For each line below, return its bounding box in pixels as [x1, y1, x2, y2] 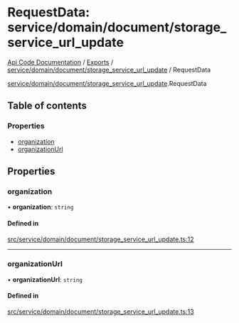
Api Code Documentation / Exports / [7, 58, 114, 66]
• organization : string [7, 203, 74, 212]
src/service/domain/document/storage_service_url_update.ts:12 [7, 235, 194, 243]
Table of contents [7, 100, 87, 112]
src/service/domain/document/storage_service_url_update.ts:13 [7, 307, 194, 316]
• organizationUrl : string [7, 275, 83, 284]
